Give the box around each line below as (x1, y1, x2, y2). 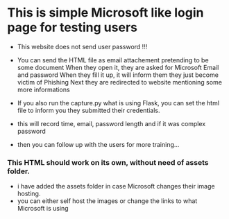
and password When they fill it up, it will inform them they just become (17, 71, 219, 79)
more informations (17, 85, 71, 94)
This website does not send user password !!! (17, 42, 148, 51)
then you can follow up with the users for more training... (17, 140, 180, 148)
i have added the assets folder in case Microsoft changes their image (17, 182, 215, 191)
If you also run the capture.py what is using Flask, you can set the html (17, 98, 220, 107)
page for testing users (7, 19, 137, 35)
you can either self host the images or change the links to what (17, 197, 198, 205)
